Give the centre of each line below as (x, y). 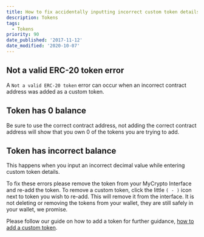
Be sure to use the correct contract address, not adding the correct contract (101, 125)
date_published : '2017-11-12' (45, 40)
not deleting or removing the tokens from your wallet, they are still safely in (100, 203)
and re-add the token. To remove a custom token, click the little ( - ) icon (99, 190)
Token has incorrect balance (61, 150)
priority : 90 (23, 35)
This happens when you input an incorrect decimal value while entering (96, 165)
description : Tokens (32, 18)
